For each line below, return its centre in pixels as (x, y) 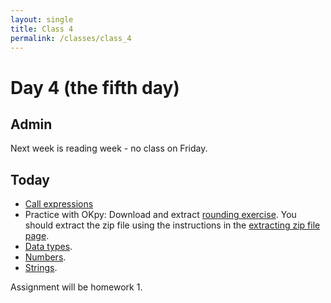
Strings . (41, 268)
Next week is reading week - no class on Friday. (109, 148)
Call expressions (59, 204)
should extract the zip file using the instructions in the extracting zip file (172, 225)
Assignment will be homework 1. (76, 287)
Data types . (48, 247)
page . (37, 236)
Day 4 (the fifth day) (95, 87)
